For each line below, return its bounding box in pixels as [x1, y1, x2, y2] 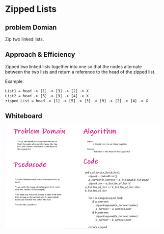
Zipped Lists [5, 3, 57, 15]
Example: [5, 78, 24, 84]
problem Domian [5, 23, 57, 32]
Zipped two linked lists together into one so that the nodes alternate [5, 63, 142, 70]
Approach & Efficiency [5, 50, 75, 59]
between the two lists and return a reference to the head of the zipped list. [5, 69, 156, 75]
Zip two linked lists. [5, 36, 44, 42]
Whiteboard [5, 112, 43, 120]
